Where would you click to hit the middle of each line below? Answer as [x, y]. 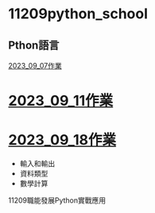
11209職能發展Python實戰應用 [57, 200]
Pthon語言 [34, 45]
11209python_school [78, 14]
